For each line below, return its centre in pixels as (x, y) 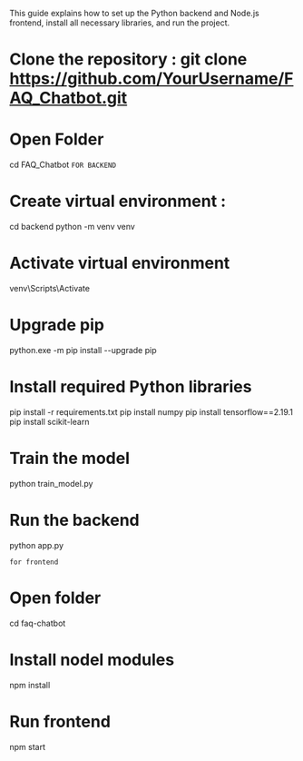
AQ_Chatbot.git (68, 98)
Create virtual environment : (118, 201)
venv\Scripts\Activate (50, 288)
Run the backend (74, 520)
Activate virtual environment (120, 263)
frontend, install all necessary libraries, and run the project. (120, 23)
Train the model (69, 459)
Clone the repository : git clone (128, 59)
